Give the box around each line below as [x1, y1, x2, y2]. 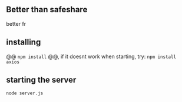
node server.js [6, 90, 44, 96]
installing [6, 38, 41, 47]
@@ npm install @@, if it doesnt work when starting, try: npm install [6, 53, 177, 60]
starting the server [6, 75, 77, 85]
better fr [6, 20, 27, 27]
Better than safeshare [6, 5, 88, 15]
